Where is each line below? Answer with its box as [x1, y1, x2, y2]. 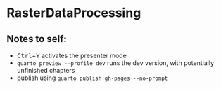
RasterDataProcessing [6, 5, 141, 21]
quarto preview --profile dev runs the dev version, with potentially [16, 59, 215, 67]
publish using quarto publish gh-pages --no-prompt [16, 74, 168, 82]
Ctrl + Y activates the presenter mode [16, 51, 127, 60]
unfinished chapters [16, 67, 75, 74]
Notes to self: [6, 33, 68, 45]
